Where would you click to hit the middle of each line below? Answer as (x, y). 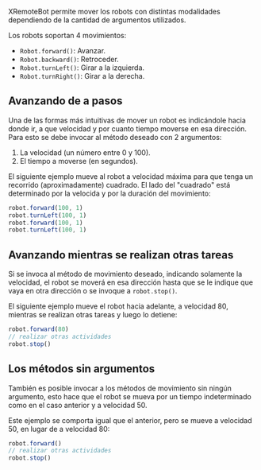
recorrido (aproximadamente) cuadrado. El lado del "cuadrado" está (119, 185)
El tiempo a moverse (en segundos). (79, 161)
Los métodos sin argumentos (82, 369)
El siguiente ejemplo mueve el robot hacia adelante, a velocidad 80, (118, 306)
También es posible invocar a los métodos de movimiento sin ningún (120, 388)
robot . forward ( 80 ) (38, 329)
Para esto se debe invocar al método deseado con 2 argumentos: (115, 137)
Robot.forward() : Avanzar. (62, 50)
